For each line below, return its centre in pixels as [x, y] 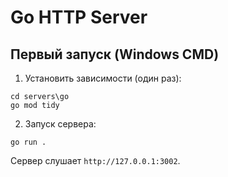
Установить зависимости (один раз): [103, 78]
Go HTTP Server [79, 17]
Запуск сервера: [60, 124]
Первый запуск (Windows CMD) [115, 54]
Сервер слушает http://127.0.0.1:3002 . [95, 160]
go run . [28, 142]
